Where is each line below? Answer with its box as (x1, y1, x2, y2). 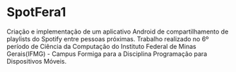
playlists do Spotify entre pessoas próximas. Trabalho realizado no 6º (6, 34, 209, 43)
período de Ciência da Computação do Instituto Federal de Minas (6, 42, 196, 50)
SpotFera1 (6, 4, 66, 20)
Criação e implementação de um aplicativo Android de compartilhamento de (6, 27, 229, 36)
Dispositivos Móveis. (6, 57, 67, 65)
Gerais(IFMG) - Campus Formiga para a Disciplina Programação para (6, 50, 208, 58)
